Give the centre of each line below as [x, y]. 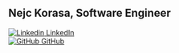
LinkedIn [60, 32]
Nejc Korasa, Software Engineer [89, 13]
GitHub [53, 41]
